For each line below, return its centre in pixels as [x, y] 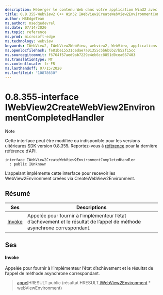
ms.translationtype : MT [29, 59]
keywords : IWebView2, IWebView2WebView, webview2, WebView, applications [81, 46]
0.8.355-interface [42, 97]
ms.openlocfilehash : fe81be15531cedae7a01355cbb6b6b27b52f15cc [70, 50]
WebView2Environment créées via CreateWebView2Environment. [70, 178]
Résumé [18, 194]
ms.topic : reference [26, 32]
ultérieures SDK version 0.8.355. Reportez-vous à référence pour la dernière [81, 146]
